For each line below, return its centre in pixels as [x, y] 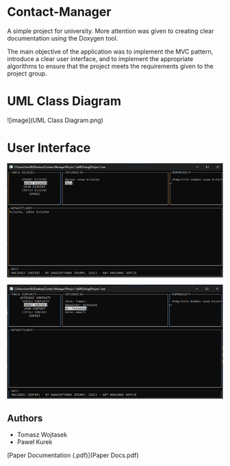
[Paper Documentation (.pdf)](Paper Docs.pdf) [73, 455]
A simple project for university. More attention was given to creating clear [111, 31]
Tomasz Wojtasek [42, 435]
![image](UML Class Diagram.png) [55, 120]
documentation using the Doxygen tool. [63, 38]
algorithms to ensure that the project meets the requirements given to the [110, 66]
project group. [27, 73]
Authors [25, 418]
